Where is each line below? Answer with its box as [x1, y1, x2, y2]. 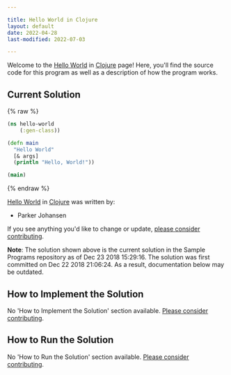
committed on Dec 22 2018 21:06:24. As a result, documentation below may [7, 261, 225, 269]
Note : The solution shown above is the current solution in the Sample [7, 245, 205, 254]
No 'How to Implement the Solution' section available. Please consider [7, 307, 209, 314]
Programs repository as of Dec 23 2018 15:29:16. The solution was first [7, 253, 210, 261]
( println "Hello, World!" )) [13, 159, 95, 166]
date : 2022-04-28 [7, 29, 58, 36]
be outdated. [7, 268, 44, 276]
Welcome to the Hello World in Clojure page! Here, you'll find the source [7, 61, 214, 70]
